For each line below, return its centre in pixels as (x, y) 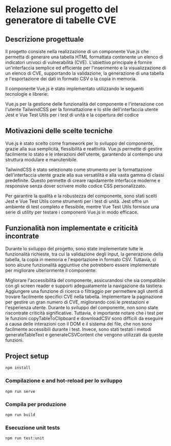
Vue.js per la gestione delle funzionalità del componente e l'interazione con (84, 104)
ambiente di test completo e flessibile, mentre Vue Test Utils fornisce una (82, 206)
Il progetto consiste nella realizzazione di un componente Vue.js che (77, 51)
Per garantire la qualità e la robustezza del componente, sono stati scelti (81, 196)
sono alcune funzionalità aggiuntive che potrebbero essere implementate (82, 265)
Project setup (27, 356)
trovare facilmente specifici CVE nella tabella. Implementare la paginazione (84, 296)
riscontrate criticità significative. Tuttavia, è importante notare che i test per (84, 313)
